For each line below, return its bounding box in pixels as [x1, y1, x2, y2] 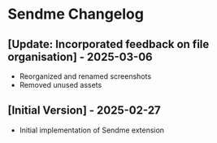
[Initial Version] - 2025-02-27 [7, 103, 162, 118]
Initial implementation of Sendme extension [19, 125, 164, 135]
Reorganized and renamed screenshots [19, 71, 152, 81]
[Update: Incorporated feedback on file [7, 37, 210, 51]
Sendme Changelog [7, 5, 144, 24]
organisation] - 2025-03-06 [7, 50, 153, 63]
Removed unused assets [19, 80, 102, 89]
